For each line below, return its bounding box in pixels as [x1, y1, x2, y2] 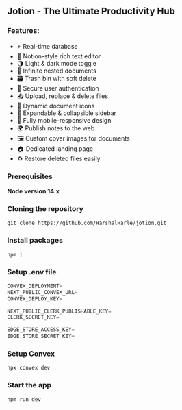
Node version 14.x [7, 186, 60, 195]
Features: [7, 26, 40, 36]
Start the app [7, 381, 52, 390]
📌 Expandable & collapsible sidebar [16, 109, 117, 117]
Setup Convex [7, 349, 55, 359]
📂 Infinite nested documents [16, 67, 97, 75]
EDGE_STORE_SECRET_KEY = [7, 333, 75, 340]
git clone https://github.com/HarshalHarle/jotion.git [7, 219, 167, 227]
